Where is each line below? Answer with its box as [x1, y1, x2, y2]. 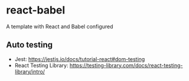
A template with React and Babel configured [6, 23, 113, 30]
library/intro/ [14, 68, 45, 75]
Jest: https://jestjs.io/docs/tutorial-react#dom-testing [14, 55, 145, 62]
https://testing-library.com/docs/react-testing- [69, 62, 183, 69]
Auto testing [6, 40, 53, 50]
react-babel [6, 4, 66, 17]
